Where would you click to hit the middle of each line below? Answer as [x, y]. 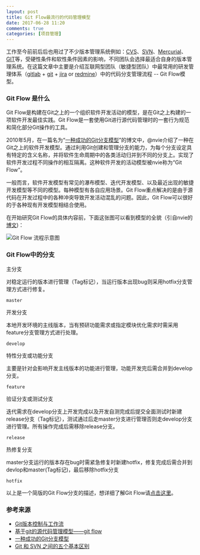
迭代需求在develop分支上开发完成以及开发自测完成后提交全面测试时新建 [94, 411]
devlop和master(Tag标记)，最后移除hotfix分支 [62, 470]
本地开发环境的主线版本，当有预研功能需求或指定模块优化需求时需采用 [92, 325]
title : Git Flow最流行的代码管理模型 [49, 17]
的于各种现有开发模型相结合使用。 [48, 205]
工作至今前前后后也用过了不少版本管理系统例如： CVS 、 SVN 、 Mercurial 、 [96, 52]
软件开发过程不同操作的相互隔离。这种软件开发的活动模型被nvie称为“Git [94, 162]
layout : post [22, 12]
